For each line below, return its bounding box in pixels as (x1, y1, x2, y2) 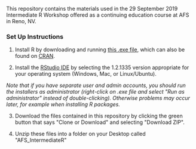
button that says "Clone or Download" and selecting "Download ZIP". (14, 119, 185, 126)
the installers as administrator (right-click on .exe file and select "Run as (6, 88, 185, 95)
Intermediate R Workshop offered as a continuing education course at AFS (6, 11, 189, 18)
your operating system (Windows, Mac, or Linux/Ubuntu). (14, 70, 157, 77)
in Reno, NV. (6, 18, 37, 24)
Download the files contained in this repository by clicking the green (14, 113, 183, 120)
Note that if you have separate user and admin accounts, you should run (6, 82, 186, 89)
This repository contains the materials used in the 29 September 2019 (6, 5, 178, 12)
